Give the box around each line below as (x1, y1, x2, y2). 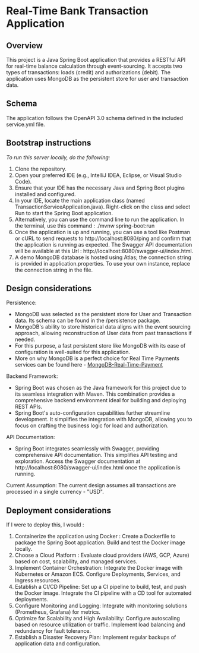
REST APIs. (14, 403, 43, 411)
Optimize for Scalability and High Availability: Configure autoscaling (14, 615, 180, 622)
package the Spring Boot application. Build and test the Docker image (14, 539, 185, 546)
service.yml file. (6, 121, 46, 128)
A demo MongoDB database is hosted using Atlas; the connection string (14, 254, 191, 261)
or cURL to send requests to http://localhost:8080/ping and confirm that (14, 235, 191, 242)
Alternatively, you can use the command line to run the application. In (14, 216, 185, 223)
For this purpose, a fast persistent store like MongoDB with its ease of (14, 342, 186, 349)
